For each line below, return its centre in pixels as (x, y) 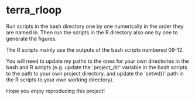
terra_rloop (34, 10)
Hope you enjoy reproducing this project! (56, 91)
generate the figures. (31, 38)
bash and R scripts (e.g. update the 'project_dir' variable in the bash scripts (97, 67)
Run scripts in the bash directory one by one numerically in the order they (95, 26)
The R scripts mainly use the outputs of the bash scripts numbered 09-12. (95, 49)
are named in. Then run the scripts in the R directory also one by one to (92, 32)
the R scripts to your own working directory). (60, 80)
